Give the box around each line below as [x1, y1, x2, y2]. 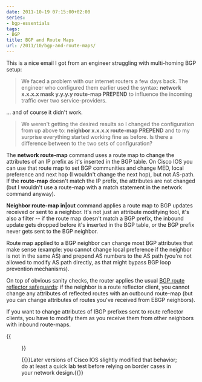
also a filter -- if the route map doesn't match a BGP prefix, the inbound [6, 215, 184, 222]
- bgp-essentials [6, 20, 50, 26]
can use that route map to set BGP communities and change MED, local [6, 164, 184, 172]
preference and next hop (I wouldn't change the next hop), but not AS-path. [6, 170, 195, 178]
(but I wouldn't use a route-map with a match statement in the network [6, 183, 183, 191]
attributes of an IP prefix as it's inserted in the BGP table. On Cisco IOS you [6, 158, 193, 165]
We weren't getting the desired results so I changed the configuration [21, 120, 195, 127]
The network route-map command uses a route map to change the [6, 151, 175, 158]
